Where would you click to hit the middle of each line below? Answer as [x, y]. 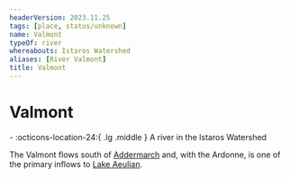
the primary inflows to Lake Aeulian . [76, 164]
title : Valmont [38, 68]
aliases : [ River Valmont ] [58, 59]
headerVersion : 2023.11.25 [60, 18]
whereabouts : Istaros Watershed [70, 51]
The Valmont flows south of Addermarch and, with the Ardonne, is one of [145, 155]
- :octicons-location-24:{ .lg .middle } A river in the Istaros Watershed [138, 137]
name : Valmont [36, 34]
